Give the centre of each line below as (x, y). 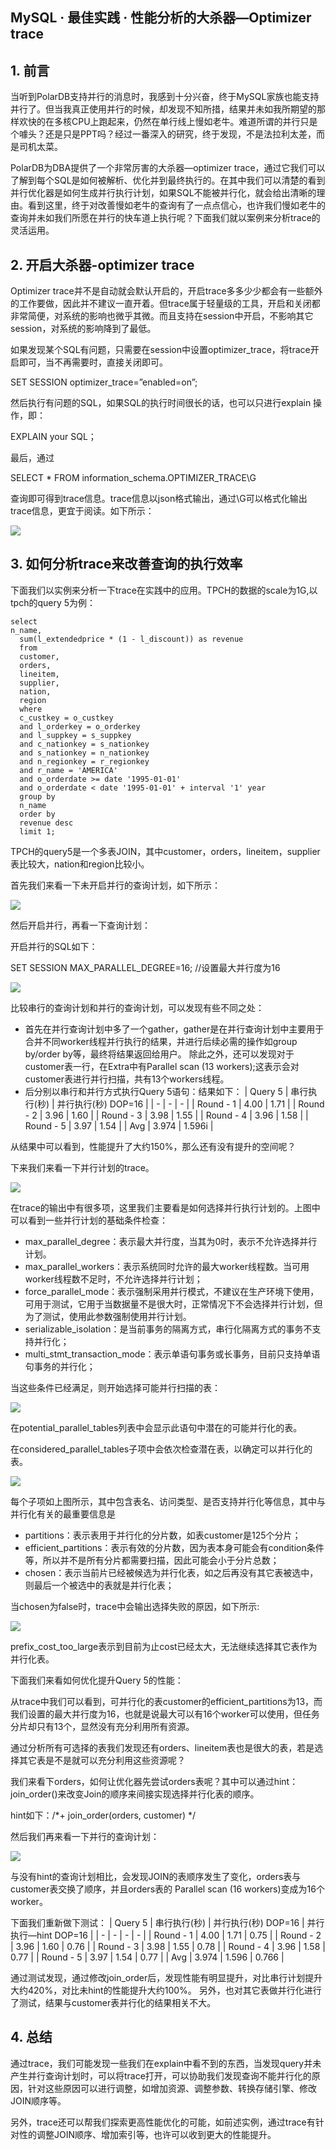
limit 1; (37, 831)
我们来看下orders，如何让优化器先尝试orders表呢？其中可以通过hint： (154, 1781)
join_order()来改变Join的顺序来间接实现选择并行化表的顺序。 (135, 1794)
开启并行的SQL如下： (54, 946)
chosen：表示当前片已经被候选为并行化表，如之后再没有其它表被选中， (171, 1572)
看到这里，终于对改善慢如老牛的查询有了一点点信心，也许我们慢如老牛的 (176, 205)
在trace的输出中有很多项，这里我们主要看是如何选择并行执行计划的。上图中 (165, 1207)
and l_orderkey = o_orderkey (80, 726)
